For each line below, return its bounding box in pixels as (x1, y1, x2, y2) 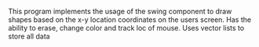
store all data (8, 31, 50, 41)
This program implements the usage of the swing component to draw (8, 7, 232, 16)
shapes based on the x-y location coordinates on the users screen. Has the (8, 15, 252, 24)
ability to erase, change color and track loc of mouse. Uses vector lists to (8, 23, 245, 32)
